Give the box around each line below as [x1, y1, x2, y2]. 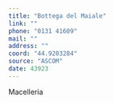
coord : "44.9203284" [8, 49, 78, 58]
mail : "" [8, 34, 38, 43]
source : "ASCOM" [8, 58, 63, 66]
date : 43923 [8, 65, 49, 73]
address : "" [8, 42, 49, 50]
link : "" [8, 19, 38, 28]
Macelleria [8, 87, 44, 97]
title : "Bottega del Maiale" [8, 11, 107, 20]
